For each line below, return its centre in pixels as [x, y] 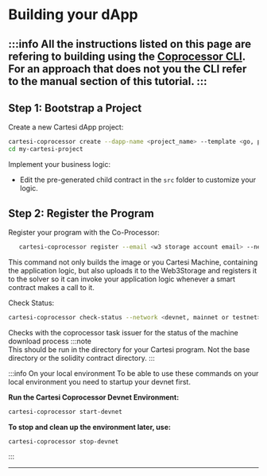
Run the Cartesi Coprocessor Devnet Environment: [94, 397]
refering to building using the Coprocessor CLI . [127, 56]
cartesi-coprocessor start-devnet [66, 412]
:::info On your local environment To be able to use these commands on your [133, 373]
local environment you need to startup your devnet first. [99, 381]
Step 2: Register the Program [81, 213]
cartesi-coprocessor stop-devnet [64, 441]
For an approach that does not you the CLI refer [128, 69]
